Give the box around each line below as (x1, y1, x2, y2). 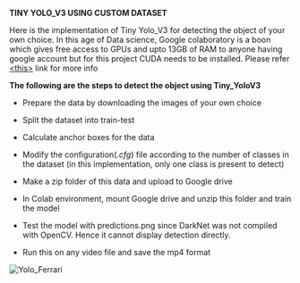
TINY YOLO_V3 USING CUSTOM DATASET (9, 8, 167, 18)
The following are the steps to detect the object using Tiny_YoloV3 (9, 80, 261, 90)
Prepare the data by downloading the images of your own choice (21, 97, 262, 108)
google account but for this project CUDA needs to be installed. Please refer (9, 54, 290, 63)
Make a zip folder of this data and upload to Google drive (21, 176, 233, 187)
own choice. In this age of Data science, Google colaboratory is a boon (9, 35, 271, 45)
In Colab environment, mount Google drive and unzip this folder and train (21, 194, 292, 204)
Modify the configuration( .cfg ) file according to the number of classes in (21, 149, 289, 160)
